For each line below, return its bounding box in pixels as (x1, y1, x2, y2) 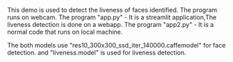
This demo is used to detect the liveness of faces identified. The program (7, 6, 218, 14)
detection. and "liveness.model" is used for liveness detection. (7, 48, 186, 56)
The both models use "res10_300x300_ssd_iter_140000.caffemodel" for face (7, 41, 226, 49)
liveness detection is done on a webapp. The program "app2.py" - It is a (7, 21, 214, 28)
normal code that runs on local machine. (7, 28, 123, 36)
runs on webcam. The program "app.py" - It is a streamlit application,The (7, 13, 217, 21)
